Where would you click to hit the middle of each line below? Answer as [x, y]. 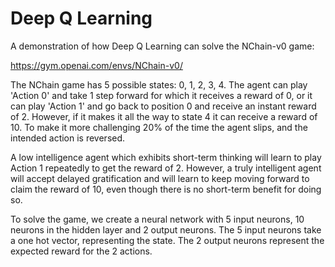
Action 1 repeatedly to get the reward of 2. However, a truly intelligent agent [166, 168]
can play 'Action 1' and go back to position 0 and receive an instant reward [163, 106]
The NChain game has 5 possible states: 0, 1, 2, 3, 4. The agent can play [159, 84]
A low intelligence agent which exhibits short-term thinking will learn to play [166, 157]
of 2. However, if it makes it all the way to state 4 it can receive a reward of [164, 116]
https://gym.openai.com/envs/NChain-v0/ [96, 65]
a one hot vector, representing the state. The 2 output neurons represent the [167, 240]
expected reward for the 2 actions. [81, 251]
